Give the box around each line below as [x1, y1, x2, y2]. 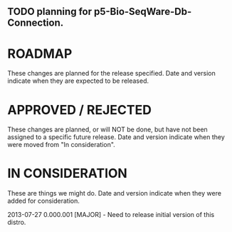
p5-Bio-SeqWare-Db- [93, 6, 192, 18]
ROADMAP [7, 46, 73, 61]
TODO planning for [7, 6, 93, 18]
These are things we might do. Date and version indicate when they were [7, 189, 222, 198]
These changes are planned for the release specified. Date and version [7, 69, 216, 78]
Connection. [7, 17, 64, 29]
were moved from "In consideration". [7, 141, 115, 149]
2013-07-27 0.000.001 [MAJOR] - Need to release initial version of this [7, 211, 215, 219]
